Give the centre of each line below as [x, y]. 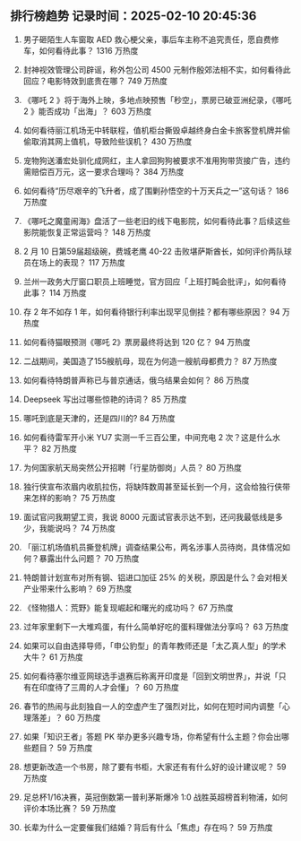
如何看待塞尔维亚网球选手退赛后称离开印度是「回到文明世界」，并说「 [150, 676]
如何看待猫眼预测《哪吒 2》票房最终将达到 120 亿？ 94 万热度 [137, 342]
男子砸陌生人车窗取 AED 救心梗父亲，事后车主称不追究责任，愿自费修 [151, 39]
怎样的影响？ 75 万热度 [73, 498]
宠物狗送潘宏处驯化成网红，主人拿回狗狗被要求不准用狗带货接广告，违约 [156, 160]
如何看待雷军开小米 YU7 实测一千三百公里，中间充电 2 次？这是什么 [147, 437]
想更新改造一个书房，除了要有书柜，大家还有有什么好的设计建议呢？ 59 [155, 767]
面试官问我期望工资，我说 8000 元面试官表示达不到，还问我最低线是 [149, 516]
